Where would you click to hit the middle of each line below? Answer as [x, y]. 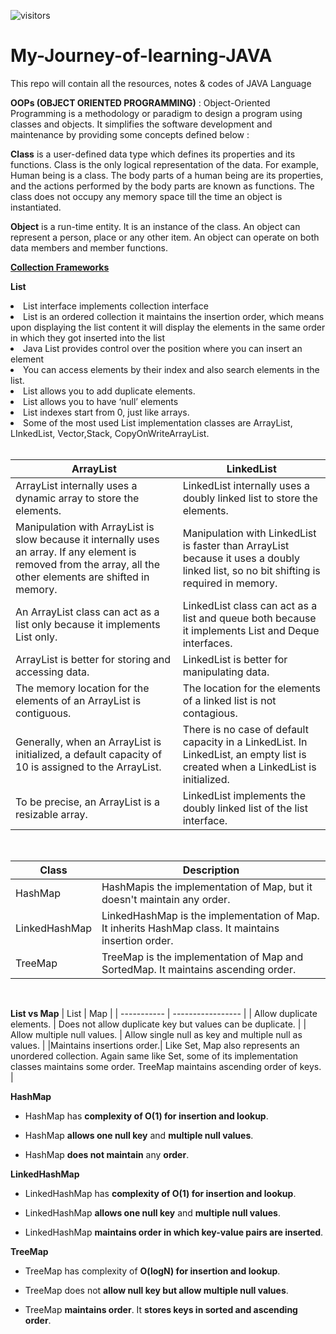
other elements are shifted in [82, 577]
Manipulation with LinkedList [249, 533]
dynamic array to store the [77, 498]
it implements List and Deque [251, 630]
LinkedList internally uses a [246, 485]
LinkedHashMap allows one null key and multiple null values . [152, 1212]
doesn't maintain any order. [166, 899]
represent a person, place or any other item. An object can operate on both [165, 237]
